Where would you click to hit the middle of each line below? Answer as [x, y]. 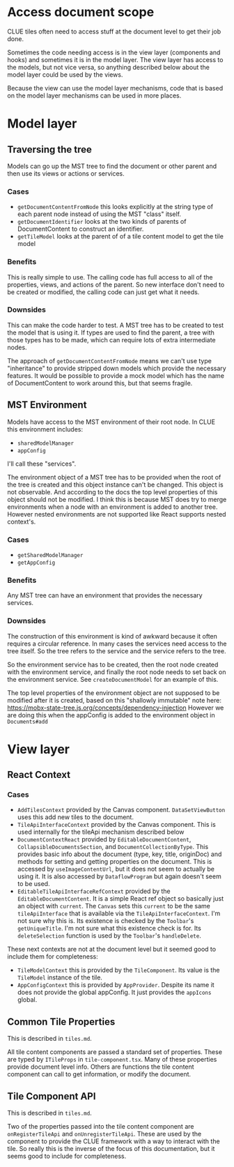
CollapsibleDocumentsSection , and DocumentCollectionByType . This [113, 847]
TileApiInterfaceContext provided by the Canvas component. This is [116, 825]
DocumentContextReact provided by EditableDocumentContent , [104, 839]
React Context [39, 775]
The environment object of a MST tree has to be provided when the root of [114, 477]
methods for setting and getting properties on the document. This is [115, 862]
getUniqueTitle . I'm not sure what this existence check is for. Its [109, 929]
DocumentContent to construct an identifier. [80, 229]
